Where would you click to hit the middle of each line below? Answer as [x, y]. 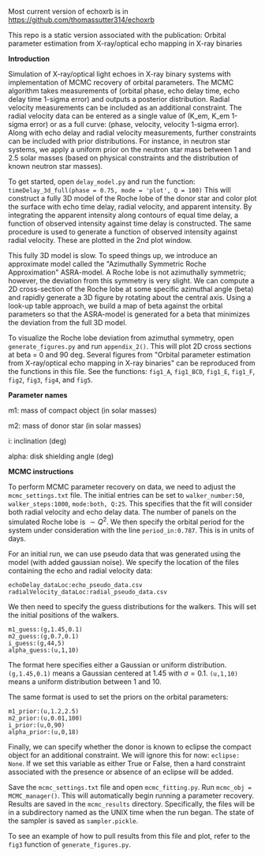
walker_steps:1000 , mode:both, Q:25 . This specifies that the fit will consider [130, 503]
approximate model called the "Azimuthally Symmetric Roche [107, 264]
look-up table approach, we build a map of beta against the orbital [116, 306]
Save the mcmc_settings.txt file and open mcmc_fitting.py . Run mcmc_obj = [130, 787]
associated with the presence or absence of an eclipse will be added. [121, 772]
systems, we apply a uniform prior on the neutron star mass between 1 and [130, 150]
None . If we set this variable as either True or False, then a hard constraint [127, 763]
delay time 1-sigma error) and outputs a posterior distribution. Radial [119, 99]
